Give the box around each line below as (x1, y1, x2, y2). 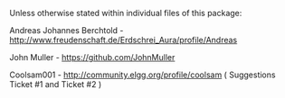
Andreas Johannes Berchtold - (9, 25, 124, 35)
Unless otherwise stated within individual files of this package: (9, 8, 242, 18)
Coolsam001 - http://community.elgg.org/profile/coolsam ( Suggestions (9, 69, 276, 80)
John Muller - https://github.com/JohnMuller (9, 52, 176, 62)
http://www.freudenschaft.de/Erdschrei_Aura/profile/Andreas (9, 35, 238, 45)
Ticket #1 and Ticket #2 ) (9, 79, 102, 89)
